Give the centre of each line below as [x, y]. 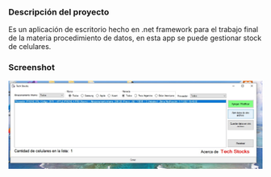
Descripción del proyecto [59, 12]
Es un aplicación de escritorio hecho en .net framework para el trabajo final [133, 30]
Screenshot [31, 68]
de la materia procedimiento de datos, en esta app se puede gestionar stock [135, 38]
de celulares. [30, 47]
